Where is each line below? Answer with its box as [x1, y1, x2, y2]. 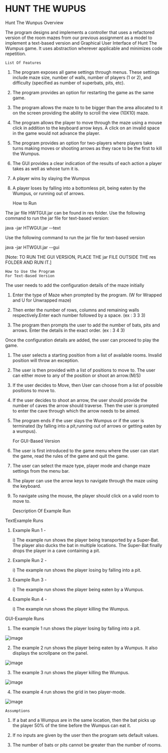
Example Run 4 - [12, 596, 47, 602]
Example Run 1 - [12, 527, 46, 533]
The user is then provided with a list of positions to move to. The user [12, 367, 155, 373]
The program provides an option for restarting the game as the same [12, 89, 154, 95]
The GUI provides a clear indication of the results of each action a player [12, 160, 162, 166]
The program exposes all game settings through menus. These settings [12, 69, 160, 75]
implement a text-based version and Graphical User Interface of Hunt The [5, 40, 157, 46]
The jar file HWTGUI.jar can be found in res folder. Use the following [5, 210, 145, 216]
